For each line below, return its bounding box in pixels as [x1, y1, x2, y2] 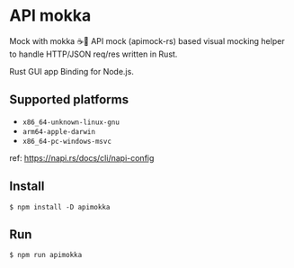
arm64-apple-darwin [22, 127, 96, 136]
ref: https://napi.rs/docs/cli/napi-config [9, 152, 155, 163]
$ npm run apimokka [9, 251, 83, 260]
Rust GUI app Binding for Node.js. [9, 66, 135, 76]
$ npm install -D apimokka [9, 202, 111, 211]
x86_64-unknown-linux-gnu [22, 118, 120, 127]
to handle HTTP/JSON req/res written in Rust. [9, 49, 178, 59]
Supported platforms [9, 92, 129, 108]
